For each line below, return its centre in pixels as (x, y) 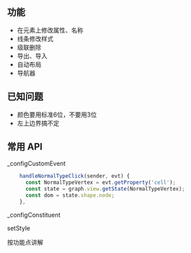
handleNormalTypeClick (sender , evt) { (75, 176)
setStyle (19, 228)
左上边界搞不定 (38, 123)
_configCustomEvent (37, 164)
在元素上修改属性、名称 (50, 30)
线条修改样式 (35, 38)
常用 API (25, 147)
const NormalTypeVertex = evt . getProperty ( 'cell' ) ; (100, 183)
